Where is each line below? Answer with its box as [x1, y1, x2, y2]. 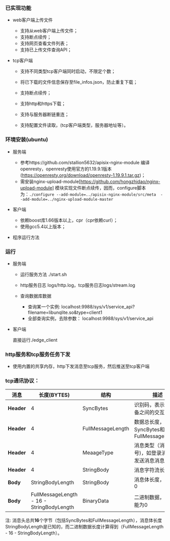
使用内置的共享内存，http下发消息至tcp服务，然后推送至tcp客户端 [12, 364, 150, 370]
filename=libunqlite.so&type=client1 [27, 309, 103, 315]
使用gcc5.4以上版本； [20, 223, 66, 229]
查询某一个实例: [27, 303, 61, 310]
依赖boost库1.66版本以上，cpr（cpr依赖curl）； [20, 217, 118, 223]
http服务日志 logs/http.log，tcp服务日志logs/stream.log [20, 282, 136, 288]
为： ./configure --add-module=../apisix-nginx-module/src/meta [20, 191, 156, 197]
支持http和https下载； [20, 100, 66, 107]
